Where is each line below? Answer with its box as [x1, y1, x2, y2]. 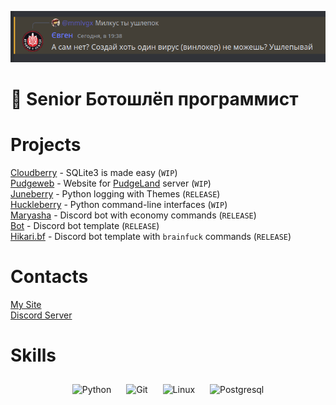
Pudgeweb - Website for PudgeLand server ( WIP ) [10, 177, 212, 189]
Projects [10, 134, 82, 156]
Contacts [10, 266, 89, 288]
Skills [10, 344, 57, 367]
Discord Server [10, 309, 73, 321]
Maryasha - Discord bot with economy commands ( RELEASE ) [10, 209, 257, 221]
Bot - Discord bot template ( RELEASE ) [10, 219, 160, 231]
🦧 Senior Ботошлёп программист [10, 87, 299, 110]
